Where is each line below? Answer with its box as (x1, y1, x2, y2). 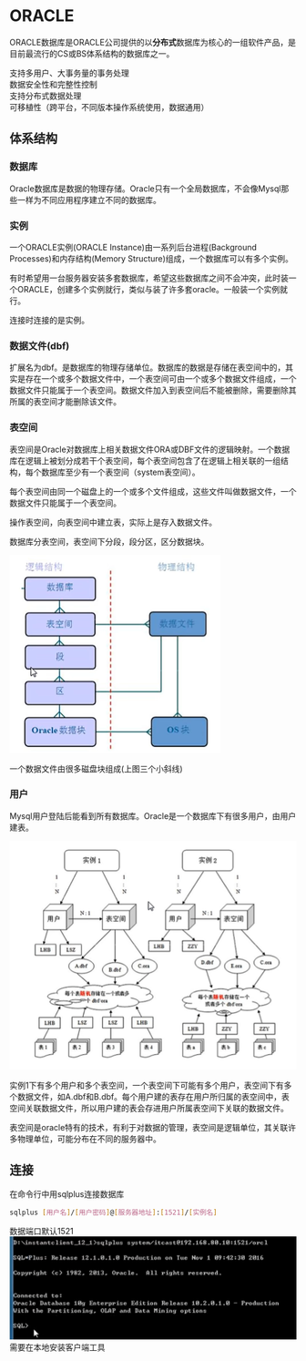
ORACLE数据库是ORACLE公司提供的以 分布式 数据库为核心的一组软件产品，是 (9, 36, 296, 47)
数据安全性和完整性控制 (9, 78, 97, 89)
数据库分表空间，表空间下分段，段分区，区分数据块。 (9, 536, 209, 547)
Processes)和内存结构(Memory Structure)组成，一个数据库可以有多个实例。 (9, 252, 294, 264)
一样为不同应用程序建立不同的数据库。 (16, 194, 161, 205)
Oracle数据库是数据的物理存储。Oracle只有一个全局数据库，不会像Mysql (9, 183, 281, 194)
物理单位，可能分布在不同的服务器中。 (16, 1133, 161, 1144)
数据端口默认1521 (9, 1225, 75, 1236)
